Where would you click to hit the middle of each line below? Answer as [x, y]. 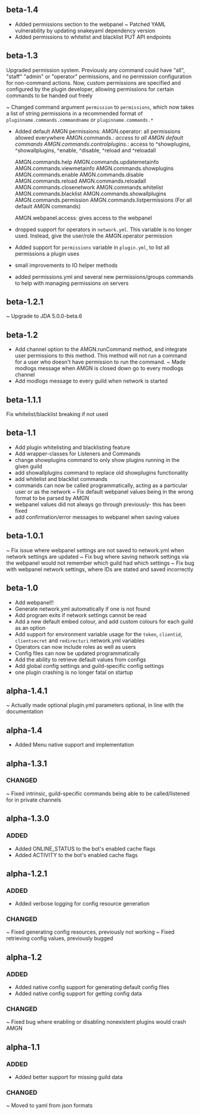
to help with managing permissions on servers [72, 283]
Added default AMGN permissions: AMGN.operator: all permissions [98, 131]
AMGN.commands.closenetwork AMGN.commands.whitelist [89, 187]
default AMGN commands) [48, 206]
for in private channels [34, 800]
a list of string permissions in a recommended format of [75, 113]
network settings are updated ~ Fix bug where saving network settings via [98, 556]
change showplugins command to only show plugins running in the [97, 460]
